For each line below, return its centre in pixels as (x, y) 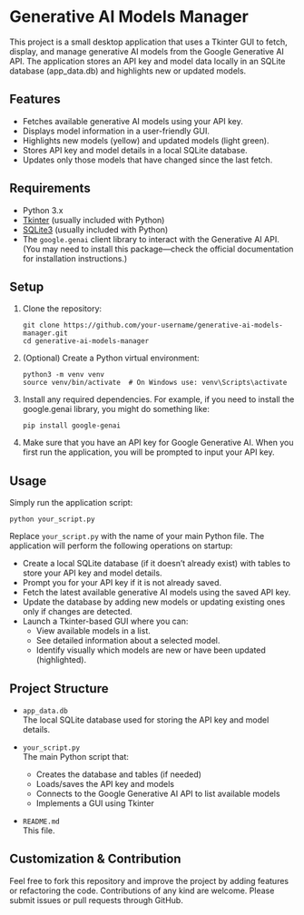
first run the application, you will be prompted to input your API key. (148, 452)
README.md (41, 822)
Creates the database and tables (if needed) (119, 774)
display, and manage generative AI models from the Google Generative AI (147, 51)
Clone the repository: (62, 309)
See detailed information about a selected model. (128, 641)
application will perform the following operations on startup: (121, 546)
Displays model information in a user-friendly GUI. (116, 131)
